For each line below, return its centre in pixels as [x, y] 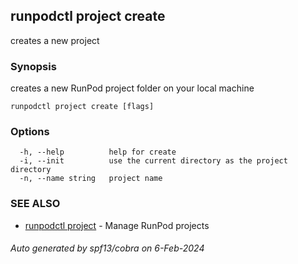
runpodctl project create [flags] [82, 107]
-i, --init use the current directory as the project [153, 161]
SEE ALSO [35, 204]
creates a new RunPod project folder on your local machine [132, 88]
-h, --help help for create [98, 152]
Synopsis [33, 66]
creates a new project [55, 40]
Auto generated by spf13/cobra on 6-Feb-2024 [107, 248]
